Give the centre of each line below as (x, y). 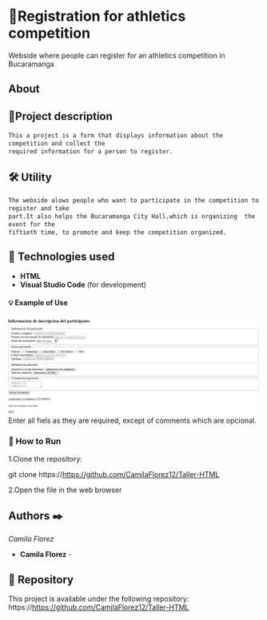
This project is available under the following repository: (99, 599)
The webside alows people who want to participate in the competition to (134, 200)
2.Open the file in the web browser (65, 490)
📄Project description (61, 116)
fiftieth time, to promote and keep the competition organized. (118, 232)
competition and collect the (57, 144)
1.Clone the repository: (45, 459)
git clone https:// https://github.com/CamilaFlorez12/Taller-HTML (114, 474)
